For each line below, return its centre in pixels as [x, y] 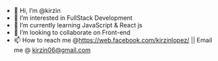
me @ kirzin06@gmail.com [52, 50]
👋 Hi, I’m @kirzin [37, 11]
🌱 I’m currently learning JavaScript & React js [78, 25]
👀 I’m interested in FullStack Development [73, 18]
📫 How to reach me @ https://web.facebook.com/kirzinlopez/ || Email [113, 40]
